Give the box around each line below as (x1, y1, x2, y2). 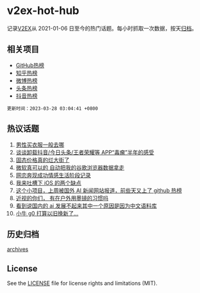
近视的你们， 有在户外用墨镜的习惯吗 (15, 194, 109, 201)
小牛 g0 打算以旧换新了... (15, 209, 79, 217)
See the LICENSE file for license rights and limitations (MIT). (7, 280, 158, 287)
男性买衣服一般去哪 (15, 141, 65, 148)
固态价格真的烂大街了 (15, 156, 70, 164)
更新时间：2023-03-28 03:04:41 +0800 (7, 105, 98, 112)
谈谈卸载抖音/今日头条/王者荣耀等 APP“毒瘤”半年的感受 (15, 148, 154, 156)
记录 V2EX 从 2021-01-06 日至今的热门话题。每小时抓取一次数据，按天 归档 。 (7, 24, 198, 32)
